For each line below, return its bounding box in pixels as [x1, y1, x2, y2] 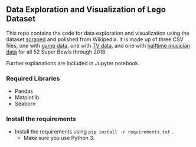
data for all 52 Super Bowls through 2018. [6, 48, 107, 55]
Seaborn [14, 100, 36, 108]
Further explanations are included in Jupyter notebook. [6, 59, 140, 66]
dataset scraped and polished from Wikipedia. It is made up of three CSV [6, 35, 184, 43]
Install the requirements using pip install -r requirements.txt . [14, 128, 174, 135]
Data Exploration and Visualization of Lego [6, 5, 166, 15]
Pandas [14, 88, 34, 95]
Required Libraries [6, 74, 60, 82]
